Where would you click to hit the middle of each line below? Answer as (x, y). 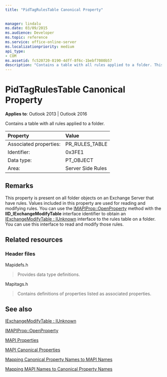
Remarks (19, 186)
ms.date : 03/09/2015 (27, 28)
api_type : (15, 51)
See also (19, 309)
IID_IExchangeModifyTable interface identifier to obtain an (65, 213)
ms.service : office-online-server (41, 42)
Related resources (34, 240)
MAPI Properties (22, 340)
